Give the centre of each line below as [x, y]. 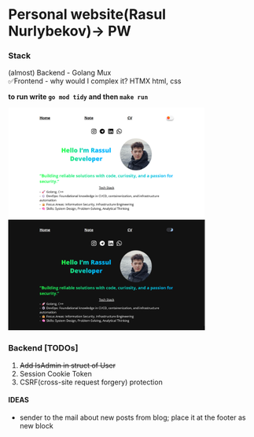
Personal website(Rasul [87, 15]
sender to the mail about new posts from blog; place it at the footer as [133, 417]
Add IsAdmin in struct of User [68, 365]
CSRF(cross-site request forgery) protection [91, 382]
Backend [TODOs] [43, 348]
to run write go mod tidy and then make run [78, 97]
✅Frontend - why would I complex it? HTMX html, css [95, 81]
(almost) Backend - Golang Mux [60, 73]
